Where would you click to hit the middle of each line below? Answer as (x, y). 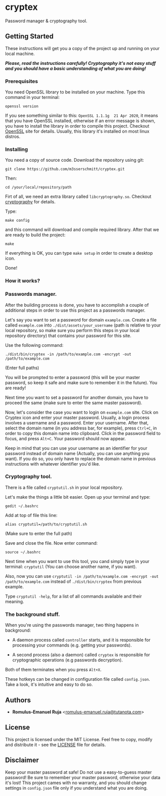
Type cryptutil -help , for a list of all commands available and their (74, 596)
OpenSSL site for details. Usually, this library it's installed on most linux (77, 131)
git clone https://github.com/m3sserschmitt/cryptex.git (65, 169)
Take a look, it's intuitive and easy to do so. (49, 685)
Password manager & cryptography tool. (46, 21)
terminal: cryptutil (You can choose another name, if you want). (71, 566)
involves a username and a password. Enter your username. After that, (77, 422)
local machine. (20, 53)
